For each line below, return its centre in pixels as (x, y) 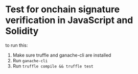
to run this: (17, 45)
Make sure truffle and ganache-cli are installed (62, 55)
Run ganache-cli (30, 60)
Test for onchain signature (63, 9)
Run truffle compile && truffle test (53, 66)
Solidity (22, 31)
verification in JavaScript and (69, 20)
